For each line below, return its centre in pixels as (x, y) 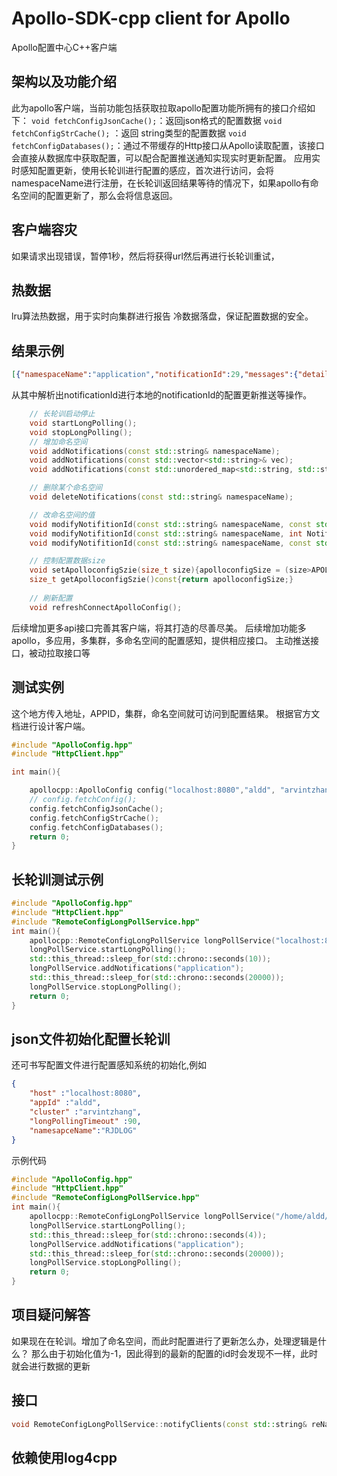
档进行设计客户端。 (51, 726)
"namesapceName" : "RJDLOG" (83, 1130)
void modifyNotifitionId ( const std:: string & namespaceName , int (166, 533)
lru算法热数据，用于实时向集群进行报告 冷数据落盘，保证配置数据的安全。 (162, 316)
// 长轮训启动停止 (62, 414)
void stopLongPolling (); (81, 432)
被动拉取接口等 (59, 653)
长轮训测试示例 (57, 879)
